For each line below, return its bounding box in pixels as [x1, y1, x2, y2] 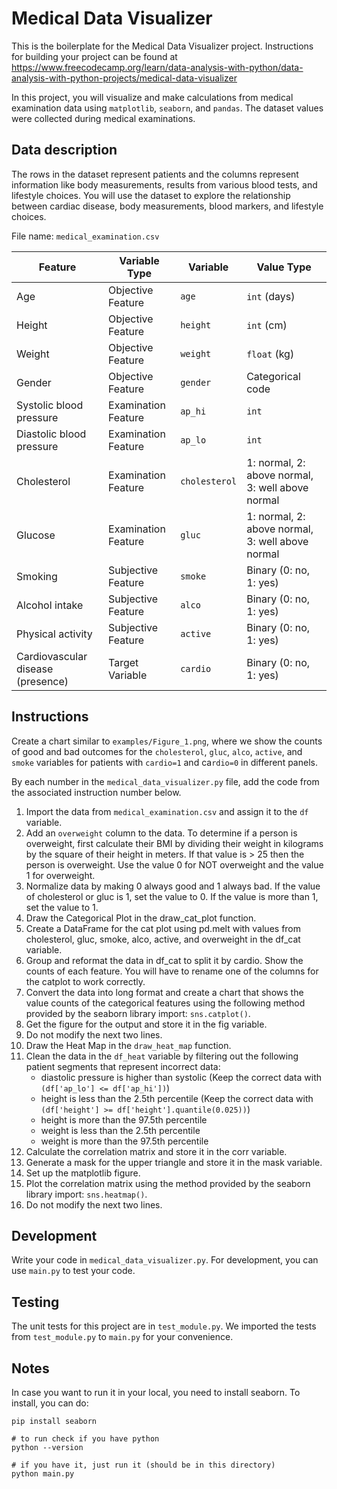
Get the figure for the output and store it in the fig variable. [25, 1018, 268, 1030]
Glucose [16, 528, 56, 542]
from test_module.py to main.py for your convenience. [11, 1331, 234, 1343]
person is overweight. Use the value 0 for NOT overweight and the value [25, 858, 324, 871]
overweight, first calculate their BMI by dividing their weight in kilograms [25, 837, 324, 849]
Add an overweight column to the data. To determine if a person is [25, 827, 298, 839]
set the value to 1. [25, 901, 99, 913]
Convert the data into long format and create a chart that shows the [25, 986, 304, 998]
